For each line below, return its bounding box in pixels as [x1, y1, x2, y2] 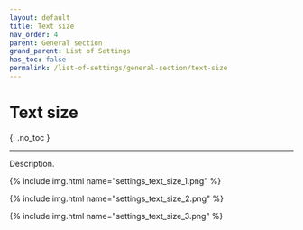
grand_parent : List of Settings [9, 47, 131, 56]
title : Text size [9, 22, 75, 31]
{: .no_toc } [9, 132, 50, 143]
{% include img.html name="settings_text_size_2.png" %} [9, 193, 224, 204]
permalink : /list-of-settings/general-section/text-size [9, 64, 228, 73]
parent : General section [9, 38, 103, 48]
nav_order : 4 [9, 30, 59, 39]
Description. [9, 158, 55, 169]
